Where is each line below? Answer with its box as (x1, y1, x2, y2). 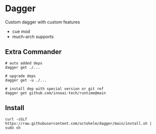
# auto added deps (5, 60, 43, 66)
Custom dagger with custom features (5, 19, 80, 25)
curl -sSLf (5, 116, 27, 122)
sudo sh (5, 125, 21, 130)
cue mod (12, 28, 30, 34)
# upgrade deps (5, 74, 36, 78)
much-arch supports (12, 34, 54, 39)
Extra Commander (5, 48, 62, 56)
